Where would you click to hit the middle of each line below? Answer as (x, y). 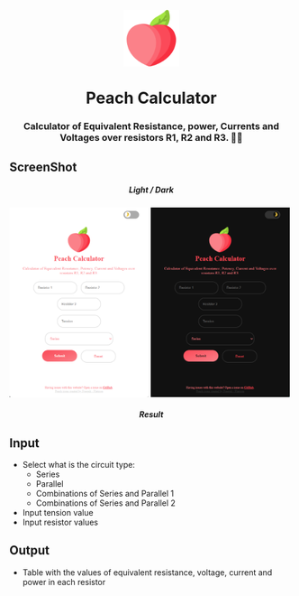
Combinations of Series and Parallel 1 (105, 494)
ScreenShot (43, 167)
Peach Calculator (151, 98)
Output (29, 550)
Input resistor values (60, 522)
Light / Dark (151, 190)
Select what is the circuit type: (78, 465)
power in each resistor (64, 582)
